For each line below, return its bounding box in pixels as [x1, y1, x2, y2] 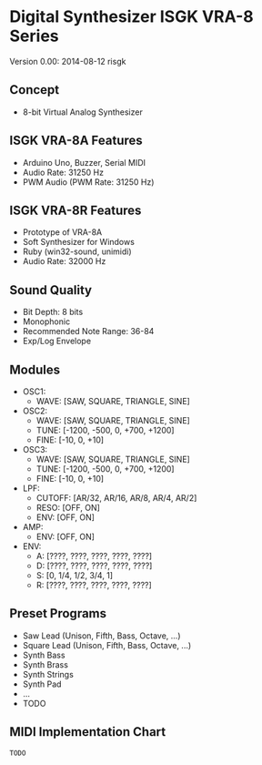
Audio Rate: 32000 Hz [22, 256, 106, 267]
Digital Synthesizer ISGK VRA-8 [9, 6, 255, 27]
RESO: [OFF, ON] [35, 503, 100, 513]
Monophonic [22, 316, 71, 327]
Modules [9, 362, 61, 377]
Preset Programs [9, 606, 107, 621]
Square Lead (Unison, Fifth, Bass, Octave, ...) [22, 639, 192, 650]
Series [9, 25, 59, 46]
